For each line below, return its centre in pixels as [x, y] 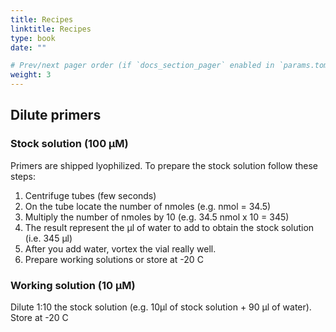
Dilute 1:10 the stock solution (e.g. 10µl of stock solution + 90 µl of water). [161, 307]
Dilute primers [56, 115]
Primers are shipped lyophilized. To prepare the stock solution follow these [164, 165]
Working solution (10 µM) [73, 285]
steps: [23, 176]
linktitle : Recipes [51, 29]
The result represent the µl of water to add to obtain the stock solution [169, 227]
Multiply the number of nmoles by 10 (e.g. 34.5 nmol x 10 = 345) [157, 217]
